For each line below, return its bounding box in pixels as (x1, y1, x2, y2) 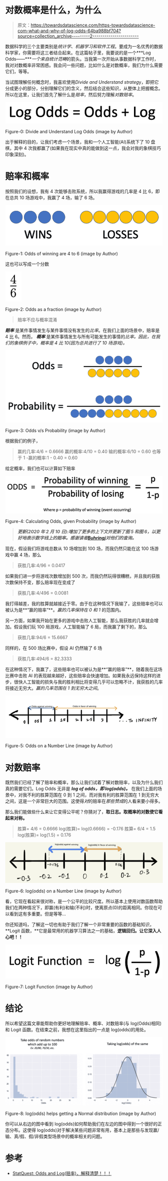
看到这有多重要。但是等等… (9, 911, 66, 917)
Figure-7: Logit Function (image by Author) (5, 984, 93, 990)
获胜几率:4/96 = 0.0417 (17, 562, 65, 568)
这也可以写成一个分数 (5, 261, 49, 267)
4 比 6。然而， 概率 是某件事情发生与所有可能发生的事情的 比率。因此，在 (5, 334, 156, 340)
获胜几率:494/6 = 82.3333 (17, 656, 72, 662)
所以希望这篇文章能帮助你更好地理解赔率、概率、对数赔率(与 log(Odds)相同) (5, 1020, 161, 1026)
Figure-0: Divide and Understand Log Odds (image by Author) (5, 128, 133, 134)
